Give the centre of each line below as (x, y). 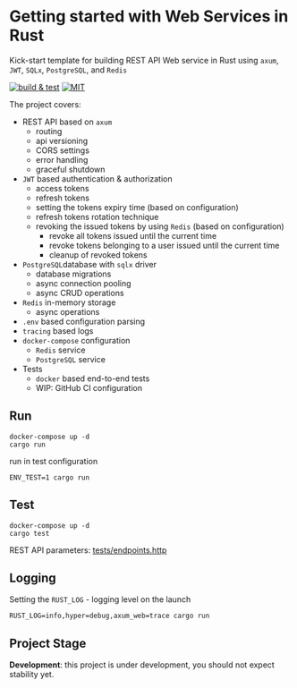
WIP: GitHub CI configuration (89, 387)
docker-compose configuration (76, 340)
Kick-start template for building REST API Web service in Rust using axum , (144, 60)
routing (49, 131)
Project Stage (48, 643)
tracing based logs (58, 331)
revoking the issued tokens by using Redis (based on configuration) (160, 226)
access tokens (62, 188)
